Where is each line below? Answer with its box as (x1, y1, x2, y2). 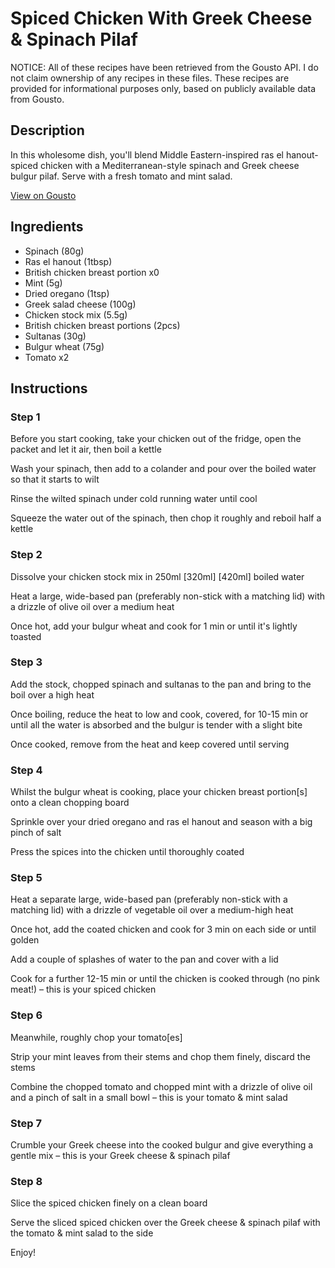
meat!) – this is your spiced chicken (10, 983, 157, 996)
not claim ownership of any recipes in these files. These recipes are (10, 72, 290, 84)
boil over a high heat (10, 688, 95, 701)
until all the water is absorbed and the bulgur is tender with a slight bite (10, 718, 303, 731)
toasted (10, 630, 42, 642)
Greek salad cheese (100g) (24, 298, 137, 310)
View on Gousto (10, 189, 77, 201)
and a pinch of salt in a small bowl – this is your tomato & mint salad (10, 1091, 288, 1103)
